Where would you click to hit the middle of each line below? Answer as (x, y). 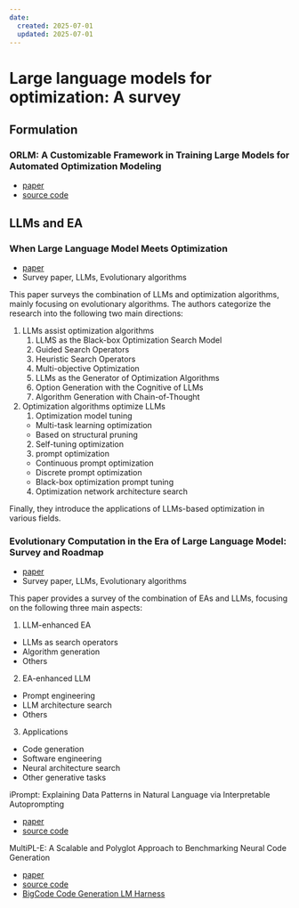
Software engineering (62, 758)
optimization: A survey (95, 97)
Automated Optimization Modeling (85, 166)
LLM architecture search (67, 705)
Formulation (44, 130)
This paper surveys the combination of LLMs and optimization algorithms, (144, 294)
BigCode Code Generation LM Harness (93, 894)
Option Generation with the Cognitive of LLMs (119, 387)
